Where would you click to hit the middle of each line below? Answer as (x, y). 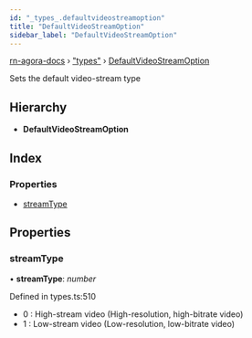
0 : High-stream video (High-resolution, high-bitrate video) (133, 314)
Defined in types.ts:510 (52, 296)
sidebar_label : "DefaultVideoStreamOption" (94, 35)
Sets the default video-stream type (75, 79)
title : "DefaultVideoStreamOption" (77, 26)
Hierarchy (38, 107)
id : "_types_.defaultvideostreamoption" (88, 18)
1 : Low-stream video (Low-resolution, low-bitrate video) (129, 323)
